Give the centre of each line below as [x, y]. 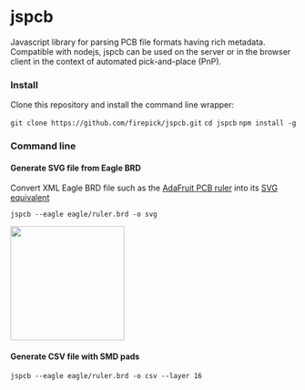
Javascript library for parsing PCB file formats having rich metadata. [138, 42]
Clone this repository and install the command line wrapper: [122, 105]
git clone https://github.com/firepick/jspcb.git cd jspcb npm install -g [153, 123]
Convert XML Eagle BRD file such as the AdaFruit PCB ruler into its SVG [144, 188]
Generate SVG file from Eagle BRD [76, 168]
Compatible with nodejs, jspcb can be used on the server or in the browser [151, 51]
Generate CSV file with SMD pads [75, 356]
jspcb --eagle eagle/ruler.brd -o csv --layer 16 [107, 375]
